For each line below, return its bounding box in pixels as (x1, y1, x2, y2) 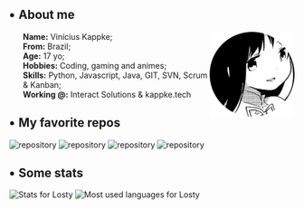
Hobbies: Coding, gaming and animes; (22, 60, 167, 71)
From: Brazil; (22, 41, 71, 52)
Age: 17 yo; (22, 50, 65, 62)
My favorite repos (18, 115, 120, 130)
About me (18, 7, 75, 23)
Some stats (18, 166, 84, 181)
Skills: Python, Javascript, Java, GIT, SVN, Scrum (22, 70, 208, 81)
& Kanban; (22, 79, 62, 90)
